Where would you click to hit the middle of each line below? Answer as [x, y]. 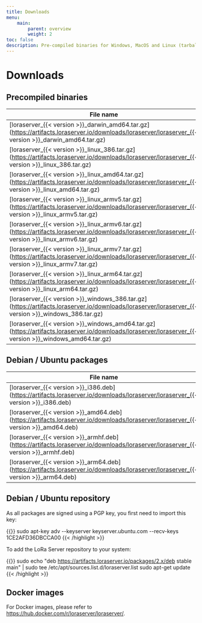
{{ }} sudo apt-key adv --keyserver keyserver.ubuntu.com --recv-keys [93, 531]
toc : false [20, 40]
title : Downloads [28, 12]
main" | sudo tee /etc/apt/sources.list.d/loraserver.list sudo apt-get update [98, 567]
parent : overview [49, 29]
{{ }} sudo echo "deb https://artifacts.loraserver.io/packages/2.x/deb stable [99, 561]
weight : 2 [40, 34]
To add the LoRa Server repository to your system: [69, 549]
